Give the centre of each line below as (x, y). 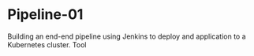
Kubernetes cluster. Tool (47, 44)
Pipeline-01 (45, 15)
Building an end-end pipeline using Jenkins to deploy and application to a (127, 36)
